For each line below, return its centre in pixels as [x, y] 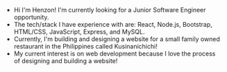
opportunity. [31, 17]
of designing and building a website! [66, 61]
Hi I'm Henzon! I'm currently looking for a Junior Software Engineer [110, 10]
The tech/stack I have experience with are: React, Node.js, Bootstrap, [113, 24]
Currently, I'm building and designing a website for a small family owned [117, 39]
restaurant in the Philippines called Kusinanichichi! [85, 46]
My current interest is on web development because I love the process [115, 53]
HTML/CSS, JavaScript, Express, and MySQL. [79, 32]
